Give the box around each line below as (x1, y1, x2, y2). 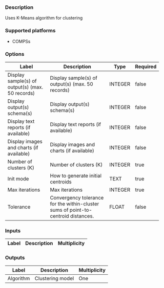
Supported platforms (5, 27, 56, 34)
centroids (50, 178, 72, 185)
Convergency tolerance (50, 194, 104, 201)
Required (135, 63, 157, 70)
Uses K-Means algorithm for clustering (5, 15, 83, 21)
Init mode (7, 175, 29, 182)
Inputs (5, 227, 21, 234)
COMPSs (12, 38, 31, 44)
